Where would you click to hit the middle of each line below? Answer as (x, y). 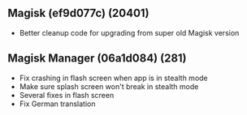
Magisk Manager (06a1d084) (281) (97, 59)
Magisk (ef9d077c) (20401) (78, 13)
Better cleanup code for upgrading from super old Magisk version (129, 32)
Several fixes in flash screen (67, 95)
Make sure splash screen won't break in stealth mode (109, 86)
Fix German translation (57, 104)
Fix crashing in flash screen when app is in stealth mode (113, 78)
